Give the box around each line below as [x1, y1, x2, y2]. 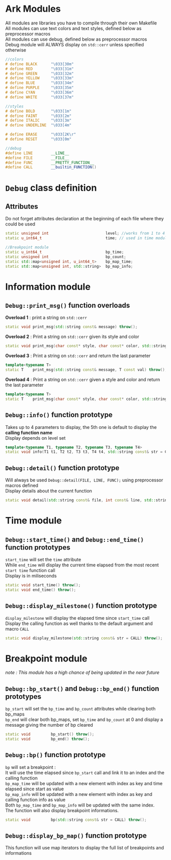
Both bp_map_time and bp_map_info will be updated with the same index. [5, 802, 155, 808]
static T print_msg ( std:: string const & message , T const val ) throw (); [5, 367, 167, 372]
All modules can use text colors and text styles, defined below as [5, 25, 141, 31]
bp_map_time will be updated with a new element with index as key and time [5, 780, 163, 786]
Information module [5, 281, 91, 293]
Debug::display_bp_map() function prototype [5, 831, 147, 840]
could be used [5, 221, 36, 227]
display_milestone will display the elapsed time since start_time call [5, 615, 150, 621]
